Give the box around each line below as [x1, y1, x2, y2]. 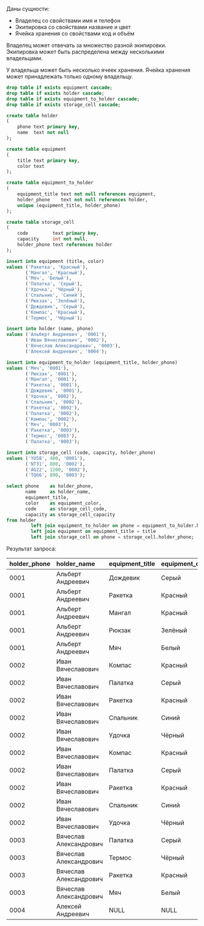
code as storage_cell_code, [25, 506, 107, 512]
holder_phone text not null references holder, [17, 197, 148, 203]
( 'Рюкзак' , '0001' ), [25, 371, 78, 377]
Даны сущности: [6, 5, 50, 12]
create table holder [6, 113, 59, 119]
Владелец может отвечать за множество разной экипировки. [6, 42, 167, 49]
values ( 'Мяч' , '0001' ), [6, 365, 69, 371]
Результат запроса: [6, 545, 56, 552]
